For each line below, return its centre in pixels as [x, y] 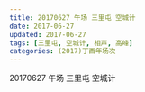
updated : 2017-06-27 [48, 34]
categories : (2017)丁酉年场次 [63, 51]
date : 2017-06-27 [42, 26]
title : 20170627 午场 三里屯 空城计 [72, 18]
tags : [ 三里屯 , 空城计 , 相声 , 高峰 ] [71, 43]
